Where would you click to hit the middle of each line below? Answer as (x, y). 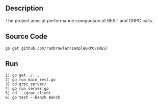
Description (24, 8)
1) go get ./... (22, 76)
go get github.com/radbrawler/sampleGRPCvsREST (57, 48)
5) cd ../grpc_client (28, 93)
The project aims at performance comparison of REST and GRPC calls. (80, 20)
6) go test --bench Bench (33, 98)
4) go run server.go (27, 89)
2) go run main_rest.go (31, 80)
